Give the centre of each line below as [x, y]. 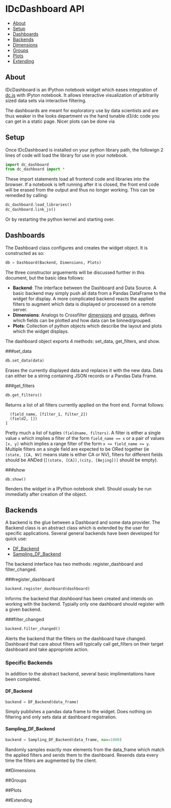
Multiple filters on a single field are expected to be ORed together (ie [77, 449]
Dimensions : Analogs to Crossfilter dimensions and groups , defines [84, 315]
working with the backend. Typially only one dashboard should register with [85, 604]
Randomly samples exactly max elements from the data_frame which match [85, 749]
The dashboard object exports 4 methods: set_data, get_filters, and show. [83, 341]
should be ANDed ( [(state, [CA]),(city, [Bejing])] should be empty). [82, 460]
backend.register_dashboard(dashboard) [48, 589]
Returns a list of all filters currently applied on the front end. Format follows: [85, 405]
